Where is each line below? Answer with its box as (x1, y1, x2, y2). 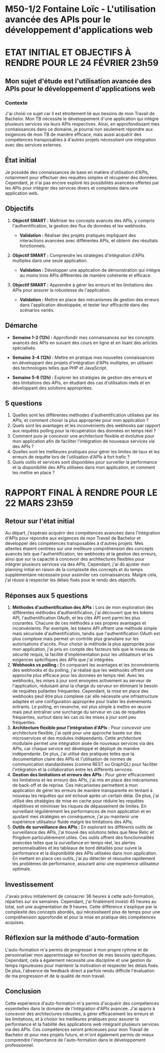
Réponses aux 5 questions (5, 591, 88, 600)
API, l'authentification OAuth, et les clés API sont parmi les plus (12, 615, 140, 621)
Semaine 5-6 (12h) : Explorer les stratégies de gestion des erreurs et (12, 374, 152, 380)
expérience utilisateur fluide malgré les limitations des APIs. (12, 819, 133, 825)
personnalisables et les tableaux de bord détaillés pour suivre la (12, 845, 142, 851)
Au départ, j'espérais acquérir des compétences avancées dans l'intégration (5, 530, 160, 536)
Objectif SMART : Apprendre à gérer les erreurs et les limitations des (12, 282, 153, 287)
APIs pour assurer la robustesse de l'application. (12, 287, 111, 293)
